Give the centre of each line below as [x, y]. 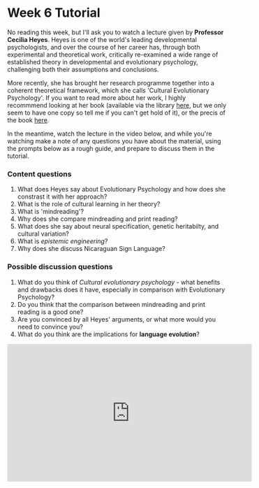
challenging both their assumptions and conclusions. [83, 69]
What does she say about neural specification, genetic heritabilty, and [118, 227]
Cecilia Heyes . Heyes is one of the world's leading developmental [102, 39]
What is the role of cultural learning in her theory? [89, 204]
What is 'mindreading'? [51, 212]
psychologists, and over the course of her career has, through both [104, 47]
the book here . [28, 120]
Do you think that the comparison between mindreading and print [111, 304]
